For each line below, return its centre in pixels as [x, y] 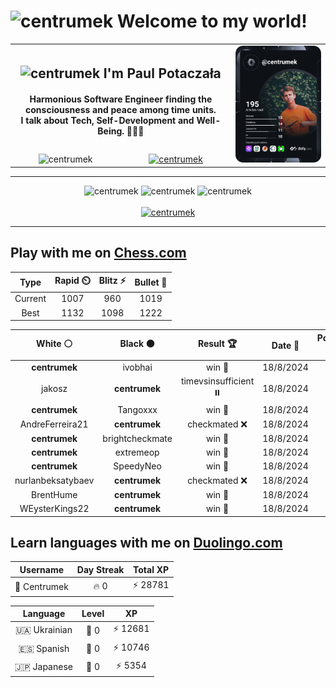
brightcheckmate [137, 438]
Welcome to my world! [212, 21]
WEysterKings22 [54, 509]
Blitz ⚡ [112, 281]
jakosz [54, 389]
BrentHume [54, 494]
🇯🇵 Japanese [43, 666]
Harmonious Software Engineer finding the [121, 99]
